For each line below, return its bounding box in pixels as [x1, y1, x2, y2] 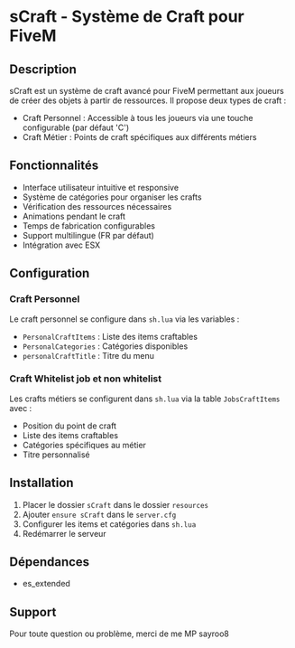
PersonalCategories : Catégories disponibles [22, 341, 189, 352]
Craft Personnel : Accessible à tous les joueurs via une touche [22, 113, 254, 123]
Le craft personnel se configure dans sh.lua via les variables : [9, 314, 240, 324]
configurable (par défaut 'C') [22, 122, 130, 133]
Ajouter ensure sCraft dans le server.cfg [22, 509, 177, 520]
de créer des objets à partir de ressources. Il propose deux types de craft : [9, 95, 287, 106]
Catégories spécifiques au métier [22, 439, 147, 450]
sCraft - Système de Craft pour [9, 6, 245, 27]
